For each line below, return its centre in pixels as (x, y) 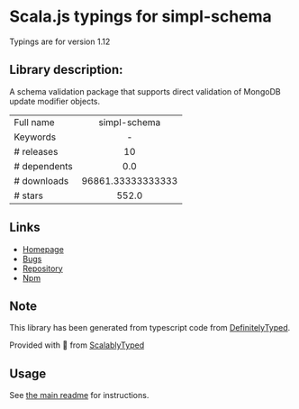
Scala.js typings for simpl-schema (140, 17)
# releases (36, 151)
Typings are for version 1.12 (60, 41)
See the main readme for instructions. (79, 395)
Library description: (66, 70)
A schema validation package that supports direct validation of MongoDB (145, 91)
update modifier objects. (55, 101)
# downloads (41, 180)
